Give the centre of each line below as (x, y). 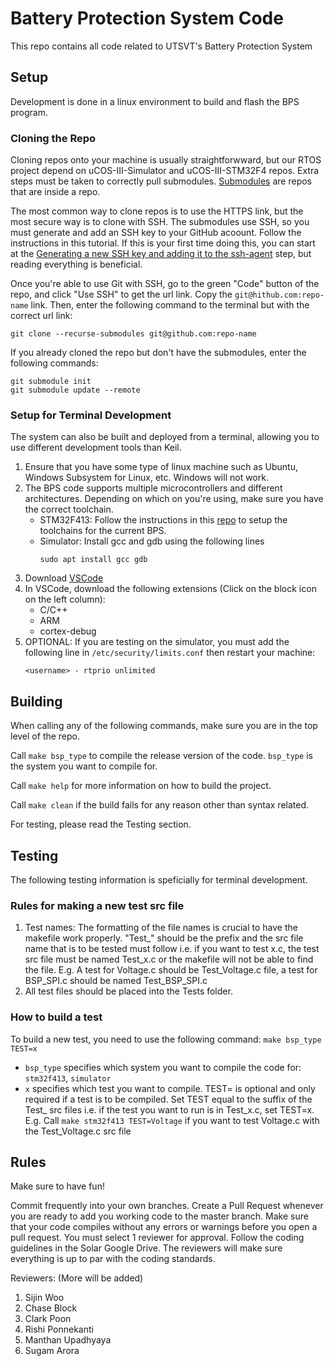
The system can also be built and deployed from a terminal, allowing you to (165, 437)
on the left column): (65, 599)
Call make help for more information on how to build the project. (141, 786)
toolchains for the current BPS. (103, 531)
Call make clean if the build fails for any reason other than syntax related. (160, 805)
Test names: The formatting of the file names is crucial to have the (161, 928)
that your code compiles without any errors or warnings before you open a (164, 1227)
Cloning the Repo (53, 138)
